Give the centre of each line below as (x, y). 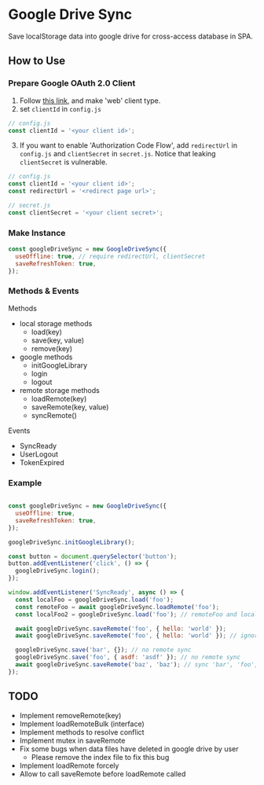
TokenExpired (42, 462)
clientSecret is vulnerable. (63, 162)
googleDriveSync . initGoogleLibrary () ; (71, 542)
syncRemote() (54, 415)
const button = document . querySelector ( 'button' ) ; (93, 556)
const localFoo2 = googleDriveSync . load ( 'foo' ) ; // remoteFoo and (126, 614)
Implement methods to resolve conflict (82, 732)
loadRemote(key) (59, 398)
